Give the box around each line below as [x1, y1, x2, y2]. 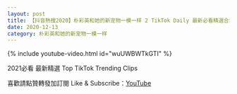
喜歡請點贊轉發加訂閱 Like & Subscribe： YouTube [7, 79, 152, 88]
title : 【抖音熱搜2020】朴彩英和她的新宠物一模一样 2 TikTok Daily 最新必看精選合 [7, 17, 229, 24]
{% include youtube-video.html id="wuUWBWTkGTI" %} [7, 49, 173, 58]
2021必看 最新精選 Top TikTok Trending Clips [7, 64, 138, 73]
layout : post [7, 10, 46, 18]
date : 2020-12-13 [7, 23, 59, 30]
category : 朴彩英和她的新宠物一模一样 [7, 30, 108, 37]
